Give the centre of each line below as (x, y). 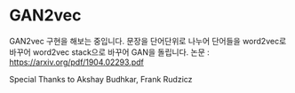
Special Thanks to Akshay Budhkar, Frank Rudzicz (101, 79)
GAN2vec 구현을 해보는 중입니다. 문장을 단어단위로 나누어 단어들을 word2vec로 (148, 41)
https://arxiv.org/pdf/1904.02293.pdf (76, 62)
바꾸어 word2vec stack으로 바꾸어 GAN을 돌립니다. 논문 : (110, 52)
